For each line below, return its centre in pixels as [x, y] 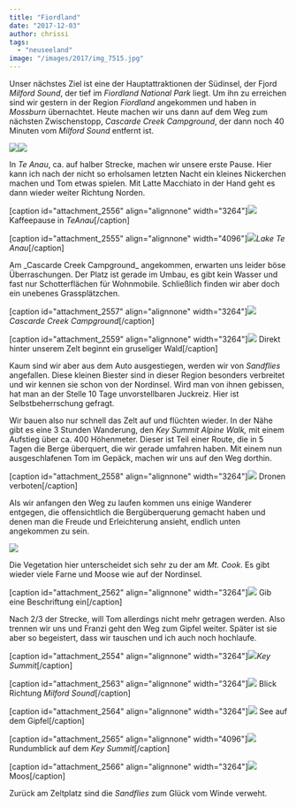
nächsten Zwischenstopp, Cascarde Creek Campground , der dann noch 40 [147, 121]
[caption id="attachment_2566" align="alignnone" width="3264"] [129, 767]
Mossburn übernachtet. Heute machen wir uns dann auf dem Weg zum [138, 112]
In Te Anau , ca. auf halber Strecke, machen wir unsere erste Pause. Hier [140, 164]
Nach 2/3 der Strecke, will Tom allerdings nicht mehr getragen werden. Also [147, 619]
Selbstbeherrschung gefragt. [62, 403]
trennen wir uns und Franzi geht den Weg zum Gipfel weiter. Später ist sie [143, 628]
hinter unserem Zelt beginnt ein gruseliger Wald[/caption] [114, 349]
